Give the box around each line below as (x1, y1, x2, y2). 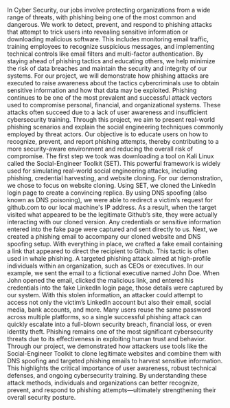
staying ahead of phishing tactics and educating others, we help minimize (7, 57, 216, 65)
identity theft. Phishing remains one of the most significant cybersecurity (7, 328, 214, 336)
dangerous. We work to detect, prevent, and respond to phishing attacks (7, 21, 213, 28)
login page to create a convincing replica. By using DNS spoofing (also (7, 189, 207, 197)
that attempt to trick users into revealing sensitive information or (7, 28, 189, 36)
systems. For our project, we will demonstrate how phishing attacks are (7, 72, 209, 80)
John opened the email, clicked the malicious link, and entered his (7, 277, 194, 284)
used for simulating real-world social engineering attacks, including (7, 167, 198, 175)
